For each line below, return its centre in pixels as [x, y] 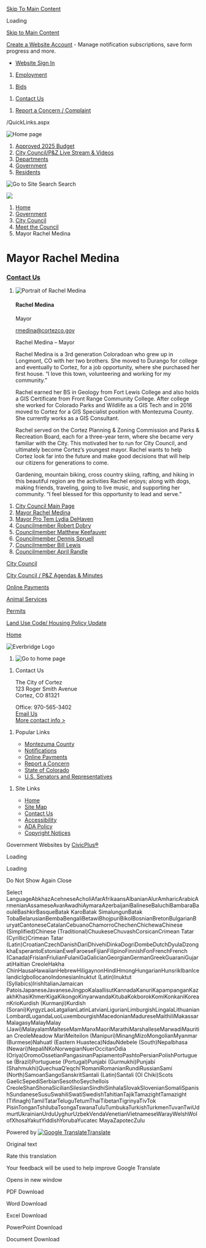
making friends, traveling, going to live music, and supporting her [97, 488]
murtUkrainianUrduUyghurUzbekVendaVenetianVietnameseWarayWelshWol [102, 1114]
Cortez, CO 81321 [37, 695]
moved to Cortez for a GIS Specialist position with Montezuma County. [104, 412]
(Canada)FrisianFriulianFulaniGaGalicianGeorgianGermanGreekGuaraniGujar [102, 957]
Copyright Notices [48, 833]
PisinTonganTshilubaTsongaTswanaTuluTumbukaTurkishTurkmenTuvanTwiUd [103, 1107]
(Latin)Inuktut [115, 977]
